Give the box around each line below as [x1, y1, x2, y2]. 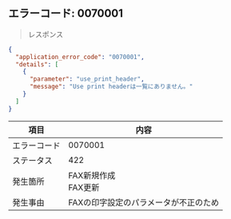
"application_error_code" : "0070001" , [15, 53, 145, 61]
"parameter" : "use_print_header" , [29, 75, 145, 83]
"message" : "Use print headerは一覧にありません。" [29, 82, 193, 91]
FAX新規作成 [68, 169, 116, 181]
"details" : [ [15, 60, 59, 69]
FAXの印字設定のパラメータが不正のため [68, 197, 220, 208]
